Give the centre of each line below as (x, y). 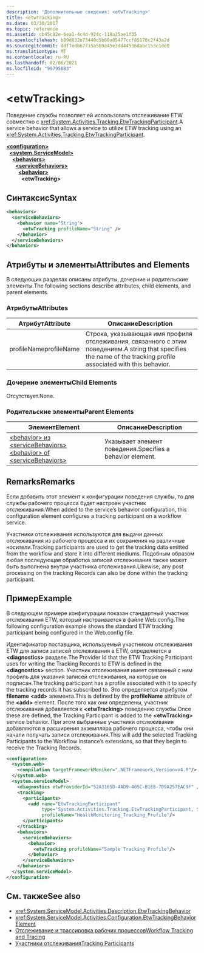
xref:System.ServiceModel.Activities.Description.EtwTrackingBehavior (103, 911)
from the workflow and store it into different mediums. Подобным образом (100, 553)
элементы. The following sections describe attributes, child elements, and (99, 286)
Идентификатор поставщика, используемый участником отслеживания (99, 644)
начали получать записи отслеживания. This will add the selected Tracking (102, 735)
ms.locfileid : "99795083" (39, 68)
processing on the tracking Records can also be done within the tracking (97, 573)
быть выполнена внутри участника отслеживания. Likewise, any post (95, 566)
